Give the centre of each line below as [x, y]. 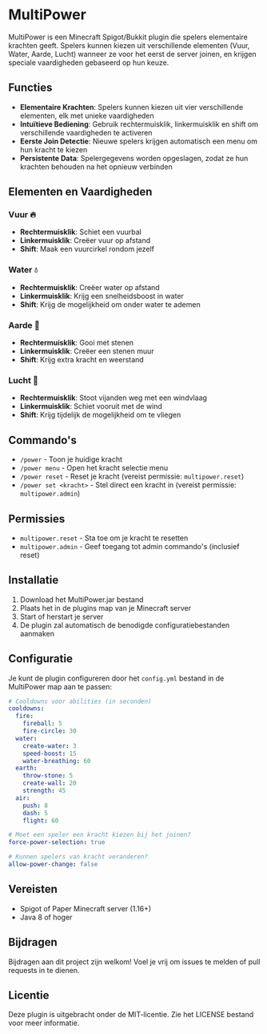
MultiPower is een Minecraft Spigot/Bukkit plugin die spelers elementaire [128, 37]
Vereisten [33, 889]
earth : [26, 768]
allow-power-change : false [53, 864]
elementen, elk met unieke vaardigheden [87, 115]
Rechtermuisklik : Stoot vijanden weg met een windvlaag [114, 398]
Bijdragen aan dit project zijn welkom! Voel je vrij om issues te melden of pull [134, 961]
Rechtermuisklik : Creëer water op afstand [90, 287]
